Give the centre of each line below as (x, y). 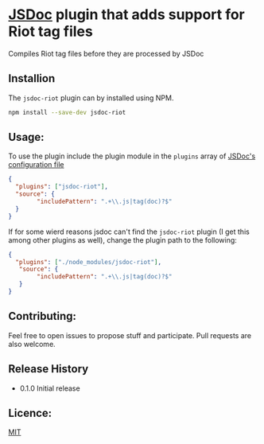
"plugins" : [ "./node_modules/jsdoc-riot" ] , (88, 262)
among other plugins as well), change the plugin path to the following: (122, 240)
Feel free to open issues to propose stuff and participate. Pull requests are (130, 335)
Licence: (30, 413)
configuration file (36, 165)
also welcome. (32, 344)
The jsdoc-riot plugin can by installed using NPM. (91, 98)
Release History (49, 369)
